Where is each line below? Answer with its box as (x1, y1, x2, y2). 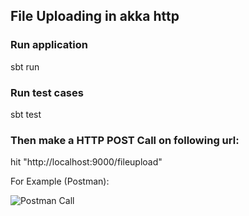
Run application (10, 38, 88, 52)
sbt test (10, 108, 42, 120)
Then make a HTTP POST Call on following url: (10, 133, 240, 147)
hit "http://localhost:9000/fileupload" (10, 156, 163, 168)
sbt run (10, 60, 40, 73)
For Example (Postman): (10, 175, 110, 188)
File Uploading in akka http (10, 8, 180, 25)
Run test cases (10, 85, 84, 99)
